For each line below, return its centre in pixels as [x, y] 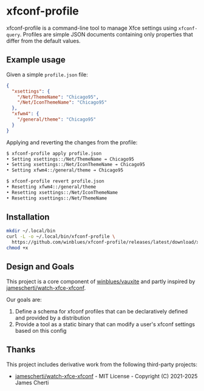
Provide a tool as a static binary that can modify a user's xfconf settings [105, 324]
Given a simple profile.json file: [47, 75]
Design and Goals [40, 267]
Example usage [36, 60]
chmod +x [17, 248]
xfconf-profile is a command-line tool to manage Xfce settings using [92, 28]
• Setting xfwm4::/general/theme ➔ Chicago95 [65, 170]
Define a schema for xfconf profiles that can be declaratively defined [101, 311]
